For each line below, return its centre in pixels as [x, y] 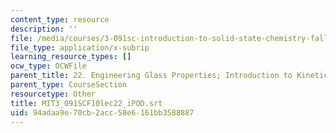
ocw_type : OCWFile [48, 66]
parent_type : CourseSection [69, 85]
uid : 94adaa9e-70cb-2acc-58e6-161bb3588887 [102, 112]
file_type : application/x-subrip [80, 47]
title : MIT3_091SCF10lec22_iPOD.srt [86, 103]
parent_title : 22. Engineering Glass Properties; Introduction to [151, 76]
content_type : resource [60, 19]
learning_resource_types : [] [71, 57]
